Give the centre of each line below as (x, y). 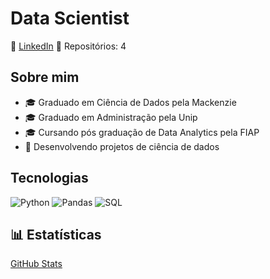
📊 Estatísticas (56, 234)
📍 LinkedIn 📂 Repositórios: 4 (68, 46)
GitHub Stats (36, 264)
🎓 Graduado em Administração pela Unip (111, 117)
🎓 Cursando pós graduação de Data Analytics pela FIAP (142, 132)
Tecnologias (49, 178)
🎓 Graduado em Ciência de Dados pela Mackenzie (130, 102)
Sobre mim (45, 77)
